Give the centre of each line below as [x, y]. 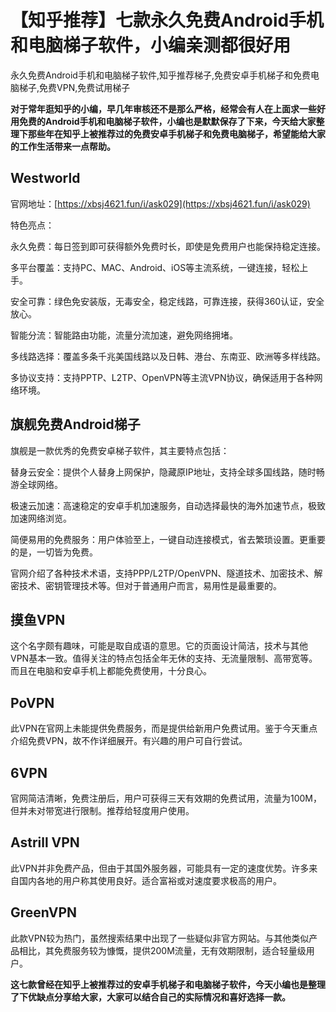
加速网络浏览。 [41, 518]
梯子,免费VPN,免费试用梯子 [74, 87]
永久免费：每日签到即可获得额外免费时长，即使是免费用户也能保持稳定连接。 [168, 246]
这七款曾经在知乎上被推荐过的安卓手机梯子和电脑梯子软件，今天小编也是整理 [168, 984]
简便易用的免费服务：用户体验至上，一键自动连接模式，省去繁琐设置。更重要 [168, 539]
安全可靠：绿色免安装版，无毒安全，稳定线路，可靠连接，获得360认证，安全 [167, 301]
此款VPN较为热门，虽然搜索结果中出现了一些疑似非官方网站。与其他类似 [160, 938]
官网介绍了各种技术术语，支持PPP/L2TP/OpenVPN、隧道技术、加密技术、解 [166, 573]
